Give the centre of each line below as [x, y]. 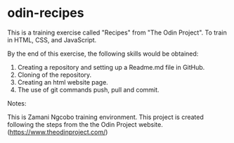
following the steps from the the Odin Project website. [85, 124]
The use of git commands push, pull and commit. [88, 89]
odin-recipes [46, 13]
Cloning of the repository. [54, 75]
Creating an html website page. [63, 82]
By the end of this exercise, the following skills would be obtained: [103, 54]
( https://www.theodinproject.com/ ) [58, 132]
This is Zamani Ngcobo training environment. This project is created [105, 117]
